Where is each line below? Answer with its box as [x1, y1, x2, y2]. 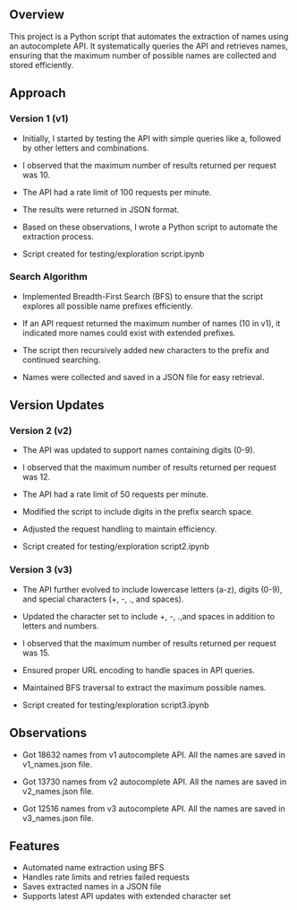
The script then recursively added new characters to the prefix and [21, 344, 270, 355]
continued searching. [21, 354, 101, 365]
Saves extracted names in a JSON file [21, 881, 162, 892]
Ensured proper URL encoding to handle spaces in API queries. [21, 664, 255, 675]
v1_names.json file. [21, 758, 92, 769]
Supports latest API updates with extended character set [21, 891, 231, 902]
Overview [9, 7, 65, 22]
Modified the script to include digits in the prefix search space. [21, 507, 254, 517]
